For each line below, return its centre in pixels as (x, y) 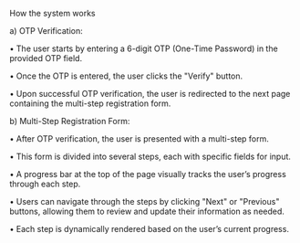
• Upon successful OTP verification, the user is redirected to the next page (150, 94)
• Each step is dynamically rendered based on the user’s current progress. (150, 229)
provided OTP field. (46, 58)
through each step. (45, 184)
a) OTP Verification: (47, 31)
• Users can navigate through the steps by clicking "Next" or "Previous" (145, 201)
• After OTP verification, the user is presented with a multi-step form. (139, 139)
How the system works (52, 13)
